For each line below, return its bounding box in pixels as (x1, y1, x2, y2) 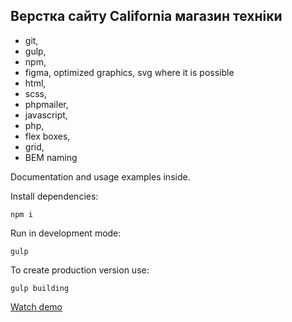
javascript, (24, 109, 68, 121)
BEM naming (24, 151, 78, 163)
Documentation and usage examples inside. (10, 170, 191, 183)
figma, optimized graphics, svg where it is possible (24, 66, 235, 78)
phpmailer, (24, 98, 69, 110)
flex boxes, (24, 130, 71, 142)
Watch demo (10, 300, 63, 313)
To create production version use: (10, 264, 150, 276)
